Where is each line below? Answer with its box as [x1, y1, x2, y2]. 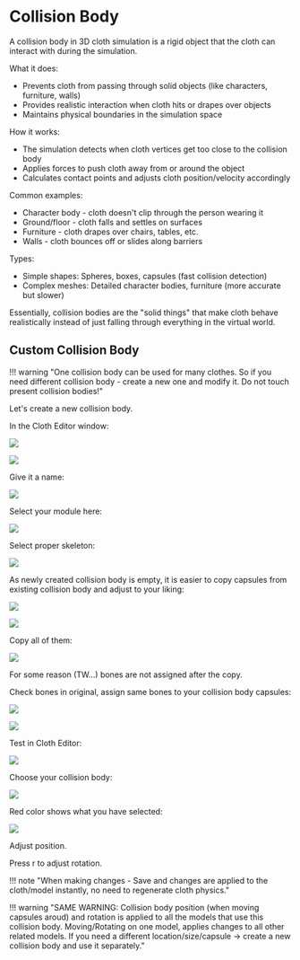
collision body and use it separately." [9, 940, 145, 951]
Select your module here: [9, 506, 103, 516]
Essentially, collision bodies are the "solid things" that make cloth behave [9, 307, 279, 318]
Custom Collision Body [9, 343, 140, 358]
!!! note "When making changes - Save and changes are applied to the [9, 875, 269, 885]
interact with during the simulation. [9, 45, 138, 56]
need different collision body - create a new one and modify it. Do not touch [9, 375, 289, 387]
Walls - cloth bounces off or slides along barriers [21, 235, 203, 246]
